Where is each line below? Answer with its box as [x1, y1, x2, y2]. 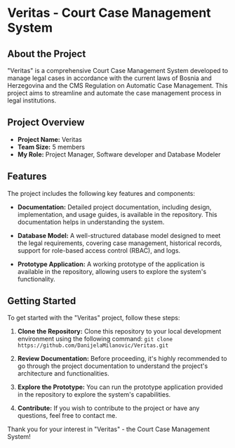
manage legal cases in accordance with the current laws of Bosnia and [7, 74, 212, 82]
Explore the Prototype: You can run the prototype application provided [17, 383, 223, 391]
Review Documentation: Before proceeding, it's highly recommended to [17, 355, 227, 363]
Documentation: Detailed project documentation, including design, [17, 202, 212, 211]
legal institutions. [7, 96, 57, 105]
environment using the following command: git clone [17, 335, 173, 343]
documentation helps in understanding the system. [17, 218, 165, 226]
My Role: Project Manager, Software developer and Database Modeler [17, 150, 221, 159]
